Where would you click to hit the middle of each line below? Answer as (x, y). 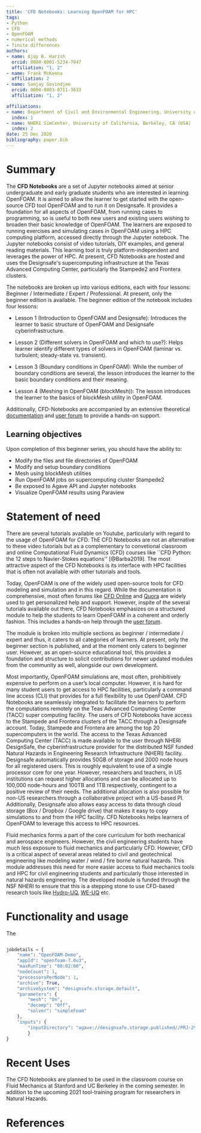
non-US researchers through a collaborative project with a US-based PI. (95, 798)
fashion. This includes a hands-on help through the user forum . (84, 621)
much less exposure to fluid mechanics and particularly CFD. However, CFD (100, 848)
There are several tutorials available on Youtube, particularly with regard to (98, 533)
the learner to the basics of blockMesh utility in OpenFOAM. (89, 397)
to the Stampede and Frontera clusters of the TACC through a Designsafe (97, 721)
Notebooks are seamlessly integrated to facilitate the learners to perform (96, 702)
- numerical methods (32, 40)
